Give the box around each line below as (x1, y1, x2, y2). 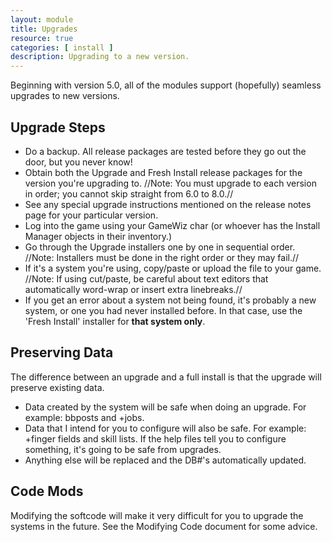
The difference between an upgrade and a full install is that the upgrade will (10, 371, 322, 383)
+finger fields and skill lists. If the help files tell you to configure (24, 432, 287, 445)
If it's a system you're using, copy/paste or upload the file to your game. (24, 262, 322, 274)
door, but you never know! (24, 156, 133, 168)
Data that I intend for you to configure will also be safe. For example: (24, 422, 307, 434)
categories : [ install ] (10, 42, 114, 53)
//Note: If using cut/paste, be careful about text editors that (24, 272, 269, 285)
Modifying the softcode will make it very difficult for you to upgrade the (10, 509, 304, 521)
